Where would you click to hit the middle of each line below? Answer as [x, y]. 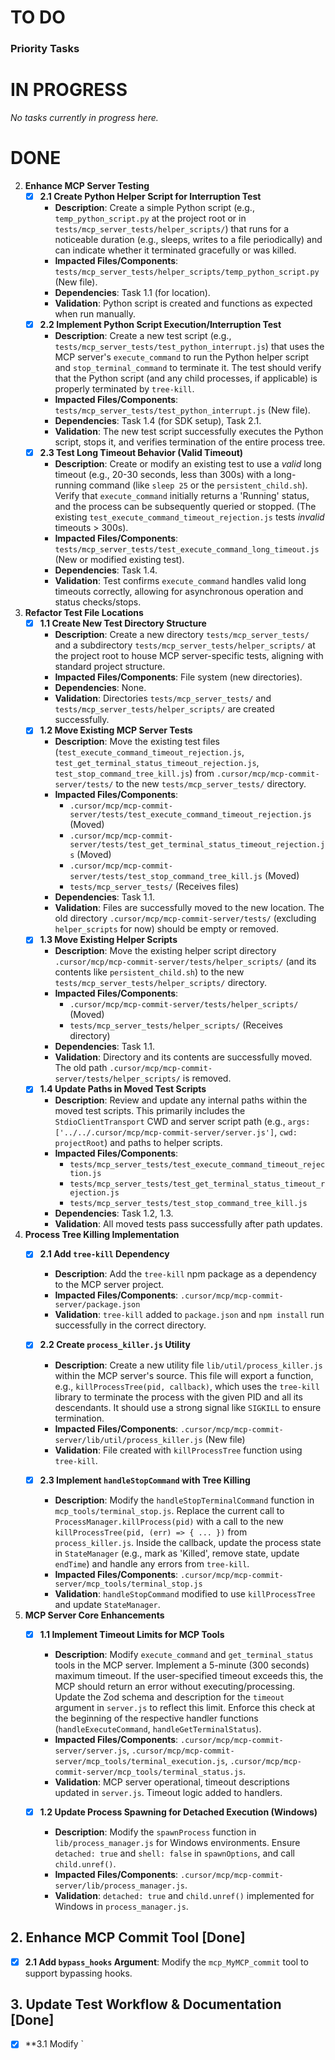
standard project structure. [110, 667]
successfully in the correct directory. [130, 1325]
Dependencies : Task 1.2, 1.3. [114, 1213]
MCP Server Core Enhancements [94, 1615]
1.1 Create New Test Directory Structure [123, 623]
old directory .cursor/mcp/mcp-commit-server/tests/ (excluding [185, 918]
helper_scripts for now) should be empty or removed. [166, 929]
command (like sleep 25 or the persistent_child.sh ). [198, 485]
